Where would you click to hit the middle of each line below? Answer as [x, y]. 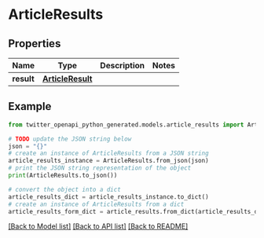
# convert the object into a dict [65, 189]
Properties [35, 44]
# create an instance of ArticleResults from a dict [96, 204]
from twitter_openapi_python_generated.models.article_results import [126, 124]
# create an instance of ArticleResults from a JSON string [109, 154]
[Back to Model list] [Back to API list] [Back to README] [98, 226]
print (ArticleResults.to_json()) [63, 176]
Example [30, 106]
